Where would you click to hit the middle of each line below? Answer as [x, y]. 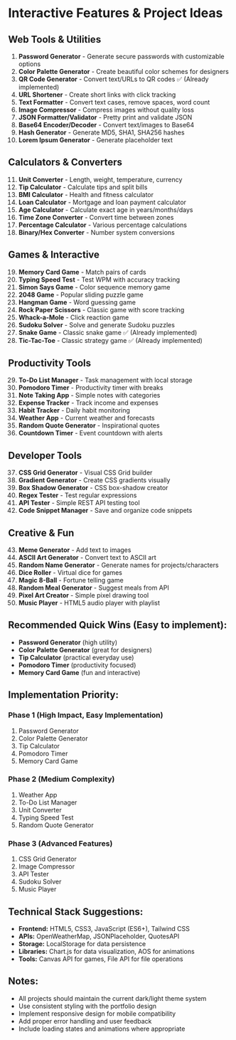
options [29, 64]
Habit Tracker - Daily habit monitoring [74, 410]
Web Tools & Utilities [55, 39]
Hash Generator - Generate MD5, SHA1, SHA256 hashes [101, 132]
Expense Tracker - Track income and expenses [88, 403]
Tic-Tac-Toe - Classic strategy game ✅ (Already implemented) [111, 340]
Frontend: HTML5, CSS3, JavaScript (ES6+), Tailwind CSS [104, 928]
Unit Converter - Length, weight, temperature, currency [100, 179]
